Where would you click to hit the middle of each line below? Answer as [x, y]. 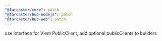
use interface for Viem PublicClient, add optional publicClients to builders [81, 33]
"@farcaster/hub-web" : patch [35, 19]
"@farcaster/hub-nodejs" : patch [39, 14]
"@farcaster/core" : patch [32, 10]
